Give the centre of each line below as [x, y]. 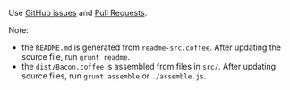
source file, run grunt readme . [76, 57]
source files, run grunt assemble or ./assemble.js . [114, 76]
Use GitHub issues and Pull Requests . [78, 13]
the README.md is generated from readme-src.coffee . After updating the [151, 47]
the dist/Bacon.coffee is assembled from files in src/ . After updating [149, 66]
